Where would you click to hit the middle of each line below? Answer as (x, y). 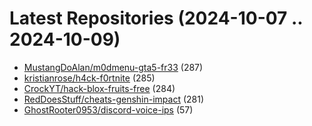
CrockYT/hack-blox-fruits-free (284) (99, 88)
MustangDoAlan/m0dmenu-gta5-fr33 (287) (113, 67)
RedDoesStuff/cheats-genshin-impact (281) (114, 99)
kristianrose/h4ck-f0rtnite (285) (89, 78)
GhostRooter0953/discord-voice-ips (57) (108, 109)
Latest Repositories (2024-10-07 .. (156, 18)
